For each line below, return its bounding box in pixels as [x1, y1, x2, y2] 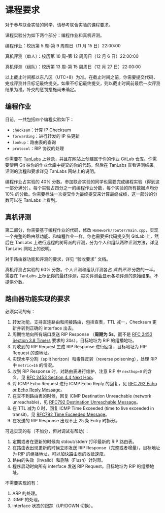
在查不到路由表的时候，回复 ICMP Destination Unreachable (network [12, 393, 152, 399]
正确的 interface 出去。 [29, 325, 76, 331]
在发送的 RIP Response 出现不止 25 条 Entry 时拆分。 [12, 418, 120, 424]
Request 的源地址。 [12, 350, 52, 356]
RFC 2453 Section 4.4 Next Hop [26, 374, 92, 380]
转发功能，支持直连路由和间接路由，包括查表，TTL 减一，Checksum [12, 319, 152, 325]
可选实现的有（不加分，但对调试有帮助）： [5, 428, 90, 434]
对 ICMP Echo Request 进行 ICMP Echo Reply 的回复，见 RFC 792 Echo [12, 381, 157, 387]
